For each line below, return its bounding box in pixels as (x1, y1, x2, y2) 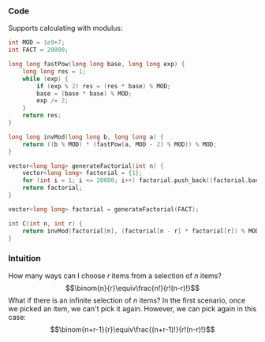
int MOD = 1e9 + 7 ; (8, 39, 65, 46)
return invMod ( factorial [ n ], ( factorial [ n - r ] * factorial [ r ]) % (22, 227, 245, 235)
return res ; (22, 112, 62, 120)
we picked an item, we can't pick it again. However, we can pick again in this (8, 303, 257, 313)
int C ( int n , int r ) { (8, 219, 83, 228)
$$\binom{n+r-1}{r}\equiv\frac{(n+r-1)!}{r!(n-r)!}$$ (50, 325, 215, 334)
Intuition (8, 253, 42, 264)
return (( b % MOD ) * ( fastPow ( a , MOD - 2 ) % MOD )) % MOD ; (22, 140, 217, 148)
